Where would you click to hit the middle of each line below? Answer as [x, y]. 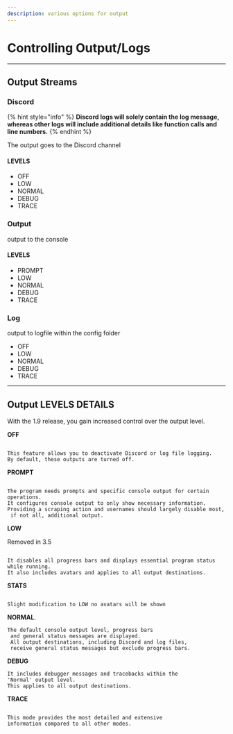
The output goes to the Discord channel [64, 145]
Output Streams [42, 82]
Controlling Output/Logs [79, 48]
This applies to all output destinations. [69, 686]
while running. [29, 567]
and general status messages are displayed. [75, 636]
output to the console [38, 239]
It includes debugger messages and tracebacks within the [93, 674]
